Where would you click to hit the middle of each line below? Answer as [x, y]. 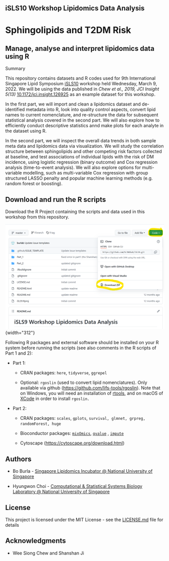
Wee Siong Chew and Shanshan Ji [48, 553]
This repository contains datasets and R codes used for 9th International [80, 78]
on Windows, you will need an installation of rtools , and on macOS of [92, 394]
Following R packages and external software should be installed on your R [82, 343]
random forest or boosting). [34, 184]
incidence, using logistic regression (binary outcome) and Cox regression [81, 162]
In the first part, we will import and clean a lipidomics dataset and [73, 104]
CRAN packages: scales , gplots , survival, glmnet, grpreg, [83, 418]
